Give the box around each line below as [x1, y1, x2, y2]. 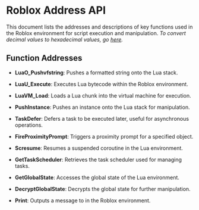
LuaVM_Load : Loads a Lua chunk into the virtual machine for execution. [14, 92, 191, 99]
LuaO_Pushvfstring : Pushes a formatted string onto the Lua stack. [14, 69, 178, 76]
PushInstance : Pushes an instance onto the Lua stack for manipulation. [14, 104, 190, 111]
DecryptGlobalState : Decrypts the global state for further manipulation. [14, 185, 191, 192]
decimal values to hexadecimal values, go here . [6, 36, 124, 43]
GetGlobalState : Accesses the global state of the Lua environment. [14, 174, 180, 181]
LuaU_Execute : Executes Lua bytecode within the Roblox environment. [14, 80, 188, 87]
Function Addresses [6, 53, 83, 63]
